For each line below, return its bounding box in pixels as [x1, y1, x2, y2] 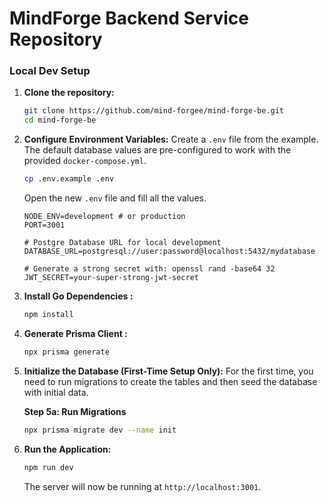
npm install [23, 310, 74, 320]
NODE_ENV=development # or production [23, 212, 186, 222]
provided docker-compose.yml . [23, 155, 147, 167]
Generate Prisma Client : [23, 327, 128, 339]
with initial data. [23, 386, 89, 398]
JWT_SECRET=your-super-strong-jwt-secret [23, 273, 199, 283]
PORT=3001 [23, 220, 66, 231]
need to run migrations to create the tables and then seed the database [23, 375, 318, 387]
